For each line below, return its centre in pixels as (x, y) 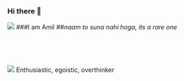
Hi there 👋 (25, 11)
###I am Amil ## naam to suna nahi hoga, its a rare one (97, 27)
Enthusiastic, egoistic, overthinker (65, 70)
